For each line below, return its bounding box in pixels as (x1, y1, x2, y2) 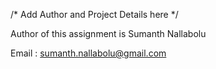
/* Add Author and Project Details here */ (10, 9, 179, 20)
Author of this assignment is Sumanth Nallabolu (10, 28, 207, 39)
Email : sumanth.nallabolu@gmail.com (10, 47, 167, 59)
